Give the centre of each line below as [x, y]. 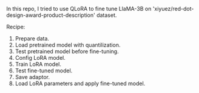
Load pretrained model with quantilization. [68, 45]
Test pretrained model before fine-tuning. [67, 51]
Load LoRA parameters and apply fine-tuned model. [80, 83]
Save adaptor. [32, 77]
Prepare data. [32, 38]
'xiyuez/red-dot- [173, 9]
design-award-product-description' [51, 15]
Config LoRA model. [40, 58]
